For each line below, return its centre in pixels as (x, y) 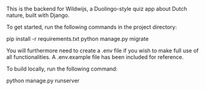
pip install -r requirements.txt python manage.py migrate (77, 39)
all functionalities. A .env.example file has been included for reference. (95, 57)
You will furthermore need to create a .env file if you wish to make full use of (102, 50)
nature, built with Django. (38, 15)
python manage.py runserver (43, 81)
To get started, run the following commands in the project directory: (92, 27)
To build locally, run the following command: (62, 69)
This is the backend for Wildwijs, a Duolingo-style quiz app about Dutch (97, 9)
